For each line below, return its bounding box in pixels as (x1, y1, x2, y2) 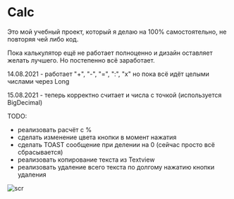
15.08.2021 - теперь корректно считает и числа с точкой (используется (7, 91, 222, 99)
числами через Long (7, 77, 70, 85)
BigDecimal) (7, 98, 43, 106)
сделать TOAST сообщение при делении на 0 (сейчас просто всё (17, 140, 216, 148)
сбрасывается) (17, 148, 63, 156)
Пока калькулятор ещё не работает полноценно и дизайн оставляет (7, 49, 213, 57)
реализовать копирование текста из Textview (17, 155, 155, 164)
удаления (17, 170, 47, 179)
